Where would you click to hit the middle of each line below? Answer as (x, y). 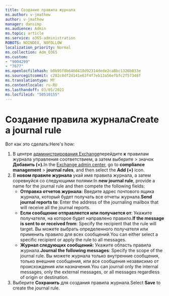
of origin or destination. (44, 277)
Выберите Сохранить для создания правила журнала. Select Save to (87, 283)
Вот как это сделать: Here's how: (40, 144)
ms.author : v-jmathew (28, 15)
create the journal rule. (36, 288)
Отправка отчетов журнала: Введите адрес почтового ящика (87, 191)
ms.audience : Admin (26, 29)
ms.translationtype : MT (30, 80)
